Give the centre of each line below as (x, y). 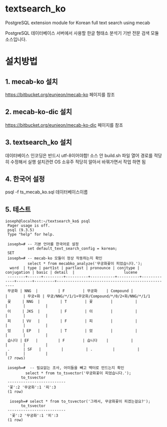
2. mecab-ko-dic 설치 (39, 112)
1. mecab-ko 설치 (32, 82)
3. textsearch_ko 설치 (39, 142)
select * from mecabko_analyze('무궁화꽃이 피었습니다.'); (85, 264)
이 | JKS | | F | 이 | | (72, 311)
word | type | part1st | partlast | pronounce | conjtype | (75, 268)
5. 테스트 (18, 209)
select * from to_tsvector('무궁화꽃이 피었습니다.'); (78, 373)
